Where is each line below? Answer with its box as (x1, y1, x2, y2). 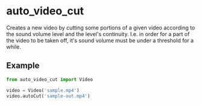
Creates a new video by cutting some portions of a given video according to (6, 24, 195, 31)
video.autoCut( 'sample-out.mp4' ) (6, 93, 91, 99)
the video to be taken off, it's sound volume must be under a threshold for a (6, 37, 194, 44)
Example (6, 61, 40, 71)
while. (6, 43, 21, 50)
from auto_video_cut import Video (6, 76, 94, 82)
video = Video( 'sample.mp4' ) (6, 87, 80, 94)
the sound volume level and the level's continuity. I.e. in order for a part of (6, 30, 190, 37)
